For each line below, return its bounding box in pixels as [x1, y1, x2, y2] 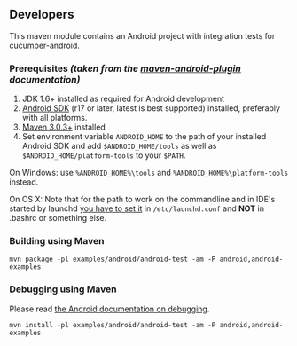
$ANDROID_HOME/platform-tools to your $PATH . [21, 150, 186, 161]
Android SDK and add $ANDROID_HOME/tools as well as [21, 141, 217, 152]
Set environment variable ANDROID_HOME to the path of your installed [21, 131, 267, 142]
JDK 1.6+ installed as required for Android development [21, 93, 224, 105]
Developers [9, 7, 74, 22]
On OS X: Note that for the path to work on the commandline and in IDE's [9, 194, 276, 205]
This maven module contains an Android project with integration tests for [9, 30, 276, 41]
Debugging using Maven [9, 283, 117, 295]
